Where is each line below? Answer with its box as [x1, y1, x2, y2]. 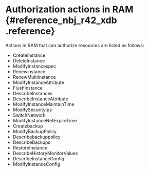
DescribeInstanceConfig [12, 155, 65, 162]
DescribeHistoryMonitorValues [12, 150, 78, 156]
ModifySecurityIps [12, 106, 52, 113]
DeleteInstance [12, 57, 45, 63]
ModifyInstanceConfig [12, 161, 61, 167]
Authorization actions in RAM [5, 4, 134, 15]
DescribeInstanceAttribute [12, 96, 68, 102]
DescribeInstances [12, 90, 53, 96]
